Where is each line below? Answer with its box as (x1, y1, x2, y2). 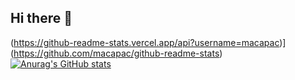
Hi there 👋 (10, 10, 73, 27)
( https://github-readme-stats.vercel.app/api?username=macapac (10, 36, 280, 48)
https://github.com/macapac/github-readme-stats (13, 47, 220, 59)
